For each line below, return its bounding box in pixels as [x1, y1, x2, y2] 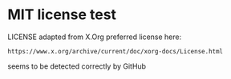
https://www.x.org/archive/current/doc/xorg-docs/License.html [7, 47, 224, 55]
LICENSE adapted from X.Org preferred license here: [7, 32, 182, 41]
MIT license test [7, 6, 117, 24]
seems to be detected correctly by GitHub [7, 61, 146, 71]
